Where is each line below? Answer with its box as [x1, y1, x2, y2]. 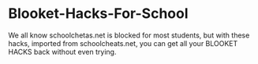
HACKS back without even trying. [8, 47, 117, 56]
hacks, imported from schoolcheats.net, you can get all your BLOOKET [8, 38, 238, 48]
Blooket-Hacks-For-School [8, 5, 189, 23]
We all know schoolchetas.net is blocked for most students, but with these [8, 30, 250, 40]
